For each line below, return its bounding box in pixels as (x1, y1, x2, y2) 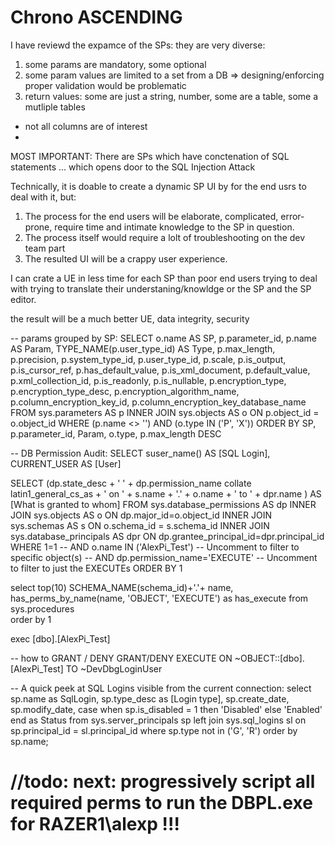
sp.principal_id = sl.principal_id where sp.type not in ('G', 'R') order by (10, 724, 298, 736)
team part (24, 242, 66, 254)
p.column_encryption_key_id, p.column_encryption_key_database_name (10, 396, 307, 408)
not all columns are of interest (24, 120, 148, 132)
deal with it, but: (10, 191, 77, 203)
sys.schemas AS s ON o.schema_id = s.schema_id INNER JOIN (10, 519, 270, 531)
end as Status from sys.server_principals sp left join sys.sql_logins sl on (10, 714, 307, 726)
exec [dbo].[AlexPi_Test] (10, 632, 111, 645)
